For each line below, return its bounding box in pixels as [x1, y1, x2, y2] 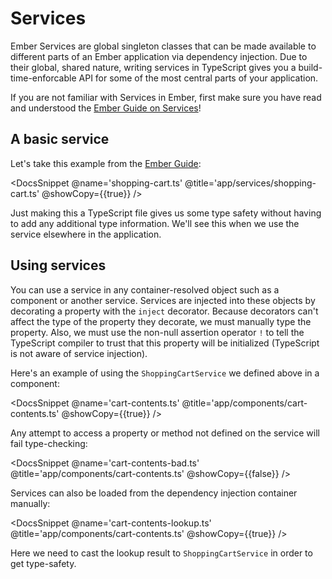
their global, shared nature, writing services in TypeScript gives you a [10, 61, 297, 73]
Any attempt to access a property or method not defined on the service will [10, 427, 320, 439]
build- [298, 61, 323, 73]
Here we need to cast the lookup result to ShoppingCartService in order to [10, 547, 313, 559]
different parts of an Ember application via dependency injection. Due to [10, 50, 308, 62]
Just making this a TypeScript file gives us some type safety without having [10, 207, 322, 219]
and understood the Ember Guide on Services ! [10, 102, 202, 114]
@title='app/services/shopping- [184, 177, 317, 189]
